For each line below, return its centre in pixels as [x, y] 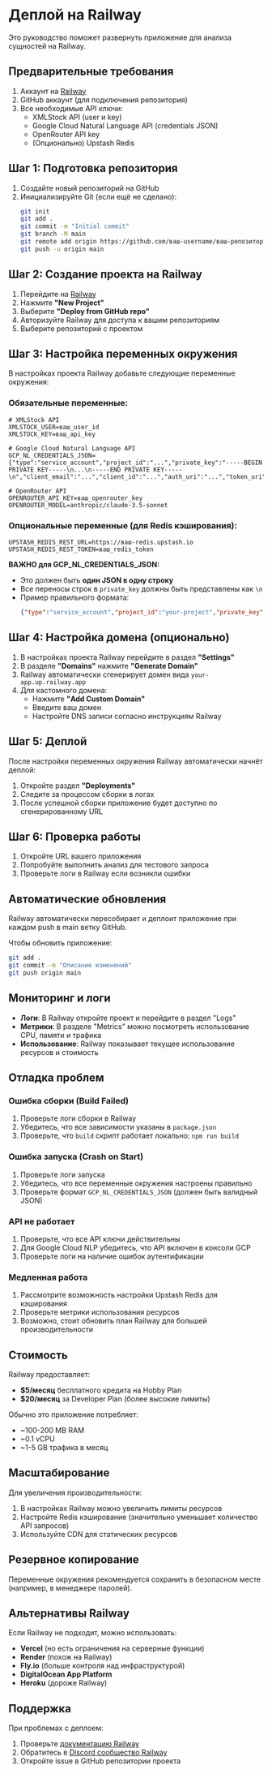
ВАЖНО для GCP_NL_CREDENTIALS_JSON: [84, 565]
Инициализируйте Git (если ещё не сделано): [98, 196]
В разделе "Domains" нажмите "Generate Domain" [109, 665]
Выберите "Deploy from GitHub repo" [85, 311]
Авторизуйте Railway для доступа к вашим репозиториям [120, 320]
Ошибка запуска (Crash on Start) [76, 1156]
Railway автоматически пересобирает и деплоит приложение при [123, 919]
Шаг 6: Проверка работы [75, 836]
